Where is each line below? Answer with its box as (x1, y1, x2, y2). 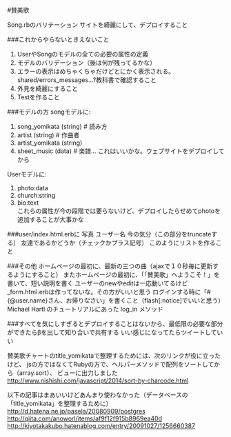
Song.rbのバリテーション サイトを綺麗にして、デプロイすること (7, 21, 188, 29)
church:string (17, 192, 56, 199)
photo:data (17, 184, 48, 192)
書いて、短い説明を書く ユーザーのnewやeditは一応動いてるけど (7, 279, 188, 287)
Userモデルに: (7, 170, 47, 178)
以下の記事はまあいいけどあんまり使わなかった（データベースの (7, 391, 188, 398)
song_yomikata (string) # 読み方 (17, 123, 108, 130)
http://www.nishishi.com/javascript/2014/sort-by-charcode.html (7, 376, 189, 385)
